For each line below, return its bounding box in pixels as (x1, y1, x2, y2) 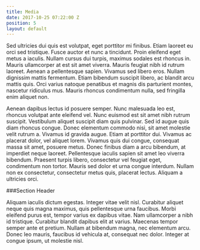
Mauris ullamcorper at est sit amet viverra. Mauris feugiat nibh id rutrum (6, 61, 185, 69)
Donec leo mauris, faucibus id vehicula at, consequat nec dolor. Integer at (6, 231, 190, 238)
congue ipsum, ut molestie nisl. (6, 237, 84, 245)
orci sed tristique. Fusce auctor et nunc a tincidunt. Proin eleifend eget (6, 49, 181, 56)
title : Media (6, 8, 39, 15)
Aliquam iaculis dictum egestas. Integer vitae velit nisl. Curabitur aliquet (6, 199, 184, 206)
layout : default (6, 25, 47, 32)
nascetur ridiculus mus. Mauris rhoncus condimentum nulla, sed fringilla (6, 87, 186, 94)
